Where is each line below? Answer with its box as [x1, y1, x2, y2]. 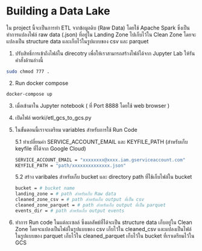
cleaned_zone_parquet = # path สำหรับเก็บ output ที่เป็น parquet [14, 202, 166, 208]
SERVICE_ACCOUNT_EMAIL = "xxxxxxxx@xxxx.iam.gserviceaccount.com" [14, 156, 186, 163]
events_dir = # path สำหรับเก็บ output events [14, 208, 125, 214]
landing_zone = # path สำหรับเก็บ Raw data [14, 191, 116, 197]
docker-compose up [6, 91, 52, 97]
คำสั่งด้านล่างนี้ [14, 56, 43, 64]
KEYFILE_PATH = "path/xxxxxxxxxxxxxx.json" [14, 163, 127, 169]
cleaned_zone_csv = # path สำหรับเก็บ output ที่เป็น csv [14, 197, 145, 203]
